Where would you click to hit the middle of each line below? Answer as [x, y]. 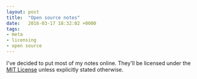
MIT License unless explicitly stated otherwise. [65, 69]
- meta [15, 35]
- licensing [21, 40]
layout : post [23, 12]
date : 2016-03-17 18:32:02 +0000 [51, 23]
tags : [13, 29]
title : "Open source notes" [43, 18]
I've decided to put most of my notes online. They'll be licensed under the [99, 63]
